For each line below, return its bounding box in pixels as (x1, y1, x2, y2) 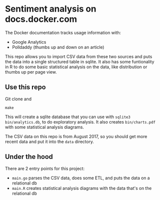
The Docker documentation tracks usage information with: (5, 30, 121, 35)
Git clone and (5, 96, 32, 102)
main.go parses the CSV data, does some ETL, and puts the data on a (12, 175, 150, 181)
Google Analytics (12, 39, 46, 45)
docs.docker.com (5, 14, 77, 25)
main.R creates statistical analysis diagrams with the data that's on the (12, 185, 152, 191)
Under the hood (5, 153, 53, 161)
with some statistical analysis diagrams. (5, 124, 85, 130)
